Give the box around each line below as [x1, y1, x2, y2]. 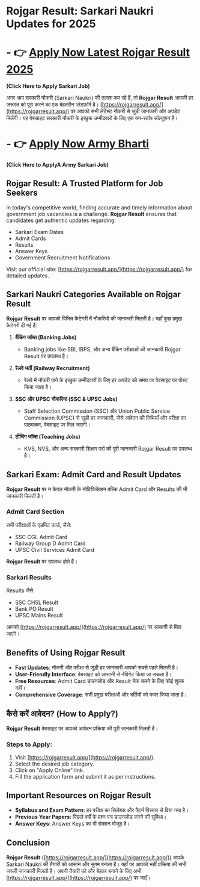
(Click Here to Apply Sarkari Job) [6, 82, 90, 90]
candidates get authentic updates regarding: [6, 217, 116, 224]
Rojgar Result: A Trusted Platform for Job [6, 179, 163, 189]
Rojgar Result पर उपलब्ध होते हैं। [6, 558, 78, 565]
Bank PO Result [14, 605, 54, 613]
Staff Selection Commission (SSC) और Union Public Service [23, 407, 170, 415]
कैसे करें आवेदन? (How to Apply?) [6, 709, 118, 719]
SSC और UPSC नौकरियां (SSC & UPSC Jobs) [14, 395, 118, 403]
